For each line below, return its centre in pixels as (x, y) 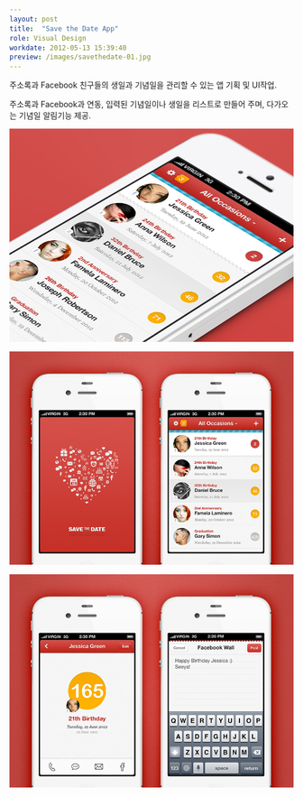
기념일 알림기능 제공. (55, 116)
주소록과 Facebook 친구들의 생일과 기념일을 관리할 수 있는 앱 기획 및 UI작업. (143, 85)
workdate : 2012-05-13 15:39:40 (68, 48)
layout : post (34, 19)
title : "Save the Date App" (64, 28)
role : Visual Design (48, 38)
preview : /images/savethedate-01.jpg (80, 57)
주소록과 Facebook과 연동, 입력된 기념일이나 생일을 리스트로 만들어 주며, (137, 105)
